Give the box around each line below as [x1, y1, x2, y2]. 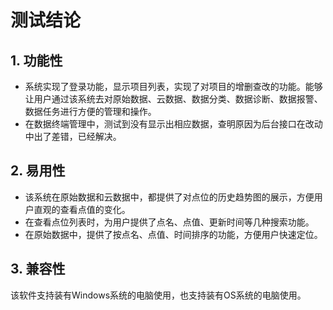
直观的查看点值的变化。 [33, 203, 131, 215]
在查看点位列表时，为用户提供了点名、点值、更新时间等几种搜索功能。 [24, 216, 315, 228]
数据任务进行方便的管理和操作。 [24, 106, 157, 117]
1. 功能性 [10, 52, 63, 69]
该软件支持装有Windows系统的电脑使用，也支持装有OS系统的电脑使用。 [10, 289, 307, 301]
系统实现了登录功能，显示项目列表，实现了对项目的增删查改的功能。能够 [24, 81, 323, 92]
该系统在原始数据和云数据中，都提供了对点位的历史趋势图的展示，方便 [24, 191, 315, 203]
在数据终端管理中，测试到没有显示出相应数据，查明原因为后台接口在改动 [24, 118, 323, 130]
